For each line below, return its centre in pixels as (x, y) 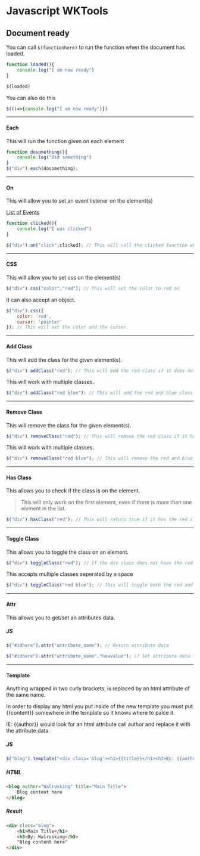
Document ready (38, 33)
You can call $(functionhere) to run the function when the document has (96, 47)
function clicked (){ (32, 224)
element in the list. (43, 508)
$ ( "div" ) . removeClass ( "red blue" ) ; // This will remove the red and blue (100, 458)
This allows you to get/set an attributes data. (61, 618)
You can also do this (31, 98)
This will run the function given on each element (65, 141)
